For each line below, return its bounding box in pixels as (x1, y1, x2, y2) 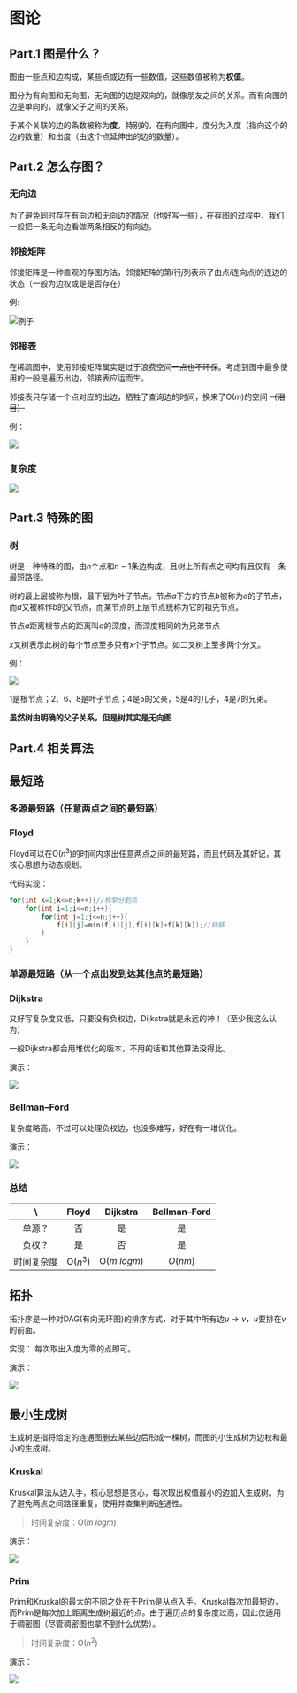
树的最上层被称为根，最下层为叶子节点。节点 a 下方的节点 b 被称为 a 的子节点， (9, 590, 287, 602)
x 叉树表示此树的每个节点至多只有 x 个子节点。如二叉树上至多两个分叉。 (9, 639, 266, 650)
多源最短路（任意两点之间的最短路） (9, 802, 164, 814)
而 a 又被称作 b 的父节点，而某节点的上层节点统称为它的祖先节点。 (9, 602, 244, 612)
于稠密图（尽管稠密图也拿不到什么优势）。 (9, 1619, 161, 1629)
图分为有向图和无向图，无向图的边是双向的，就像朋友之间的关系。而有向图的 (9, 90, 288, 100)
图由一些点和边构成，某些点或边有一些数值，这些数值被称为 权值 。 (9, 72, 249, 81)
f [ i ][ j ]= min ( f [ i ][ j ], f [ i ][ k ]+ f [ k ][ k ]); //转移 (56, 920, 225, 929)
